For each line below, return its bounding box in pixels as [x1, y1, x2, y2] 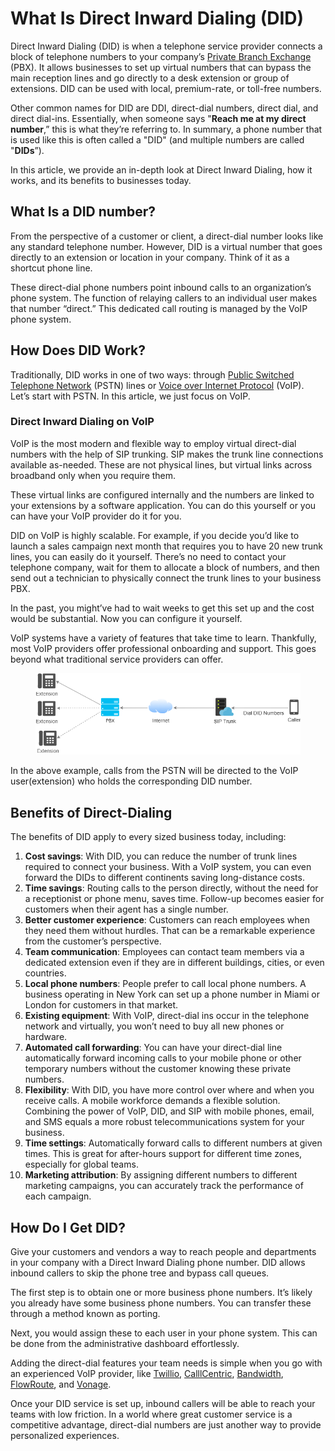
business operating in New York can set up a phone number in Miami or [24, 988, 320, 1001]
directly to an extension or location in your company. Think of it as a [10, 251, 290, 263]
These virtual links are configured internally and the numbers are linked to [10, 488, 315, 501]
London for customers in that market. [24, 999, 179, 1011]
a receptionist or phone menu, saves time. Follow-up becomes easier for [24, 893, 325, 905]
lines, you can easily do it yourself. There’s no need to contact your [10, 550, 287, 562]
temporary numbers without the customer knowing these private [24, 1063, 292, 1075]
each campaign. [24, 1190, 92, 1202]
